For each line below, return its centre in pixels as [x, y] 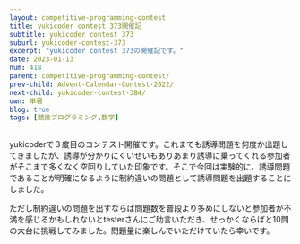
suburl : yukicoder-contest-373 [68, 43]
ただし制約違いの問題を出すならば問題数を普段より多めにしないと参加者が [146, 208]
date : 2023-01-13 [42, 59]
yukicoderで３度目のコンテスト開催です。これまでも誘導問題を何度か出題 [145, 144]
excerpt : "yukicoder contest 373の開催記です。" [97, 51]
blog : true [30, 109]
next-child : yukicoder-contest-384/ [77, 92]
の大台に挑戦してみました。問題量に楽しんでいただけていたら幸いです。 [142, 231]
